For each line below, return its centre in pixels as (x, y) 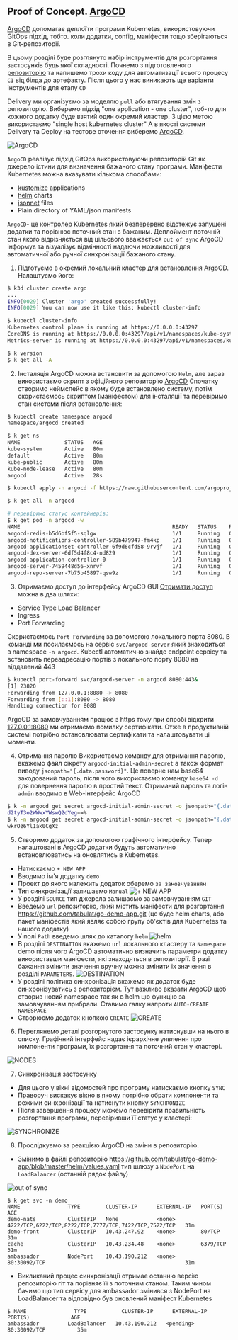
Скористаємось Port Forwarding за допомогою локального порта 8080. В (119, 636)
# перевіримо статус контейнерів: (58, 514)
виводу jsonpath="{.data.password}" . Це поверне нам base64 (110, 771)
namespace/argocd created (45, 423)
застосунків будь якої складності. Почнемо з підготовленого (99, 65)
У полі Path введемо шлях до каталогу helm (83, 936)
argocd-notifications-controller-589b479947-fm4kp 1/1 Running (114, 540)
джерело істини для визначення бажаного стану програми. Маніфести (115, 166)
